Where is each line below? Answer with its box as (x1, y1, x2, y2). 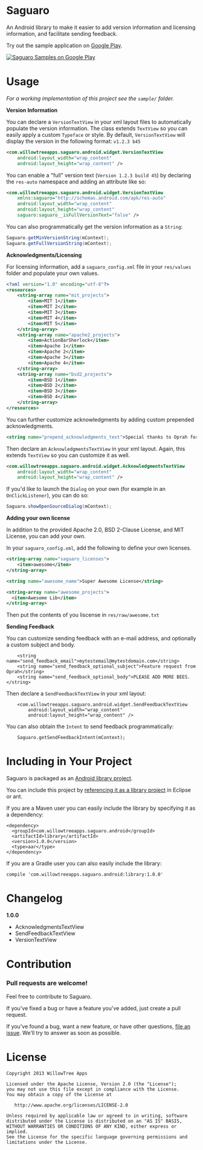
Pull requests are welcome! (6, 979, 88, 987)
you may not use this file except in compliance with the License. (6, 1086, 180, 1092)
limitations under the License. (6, 1139, 88, 1145)
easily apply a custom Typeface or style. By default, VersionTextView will (6, 131, 185, 138)
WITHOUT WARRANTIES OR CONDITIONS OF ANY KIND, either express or (6, 1123, 177, 1129)
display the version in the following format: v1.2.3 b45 (6, 137, 141, 145)
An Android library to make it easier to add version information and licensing (6, 24, 196, 31)
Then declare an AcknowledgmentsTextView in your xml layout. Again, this (6, 445, 185, 452)
